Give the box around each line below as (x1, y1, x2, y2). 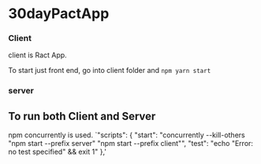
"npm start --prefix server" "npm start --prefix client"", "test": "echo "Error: (8, 139, 254, 148)
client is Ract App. (8, 50, 67, 60)
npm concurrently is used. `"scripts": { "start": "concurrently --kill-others (8, 130, 246, 140)
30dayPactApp (8, 5, 110, 23)
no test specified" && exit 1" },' (8, 147, 106, 157)
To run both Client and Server (8, 109, 156, 122)
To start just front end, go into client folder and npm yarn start (8, 66, 211, 75)
